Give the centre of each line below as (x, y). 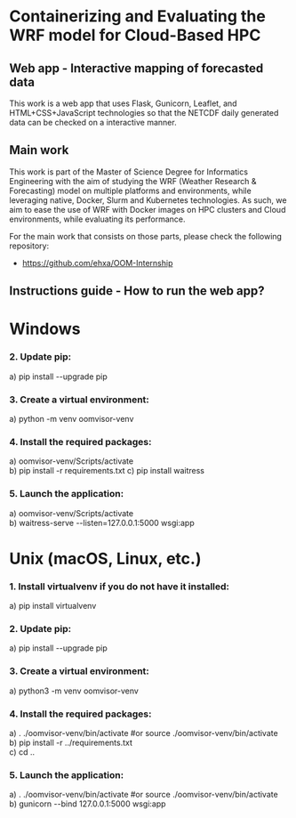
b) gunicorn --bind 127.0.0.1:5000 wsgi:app (88, 804)
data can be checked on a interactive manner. (93, 122)
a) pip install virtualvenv (53, 606)
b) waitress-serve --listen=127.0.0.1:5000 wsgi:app (102, 522)
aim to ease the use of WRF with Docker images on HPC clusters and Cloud (148, 209)
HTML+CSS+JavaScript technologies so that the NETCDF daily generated (144, 113)
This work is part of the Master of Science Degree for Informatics (129, 172)
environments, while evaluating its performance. (97, 219)
